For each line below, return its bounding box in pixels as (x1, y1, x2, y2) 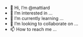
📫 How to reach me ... (10, 26, 57, 32)
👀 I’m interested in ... (10, 10, 53, 16)
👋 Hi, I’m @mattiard (10, 5, 50, 10)
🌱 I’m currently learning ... (10, 15, 64, 21)
